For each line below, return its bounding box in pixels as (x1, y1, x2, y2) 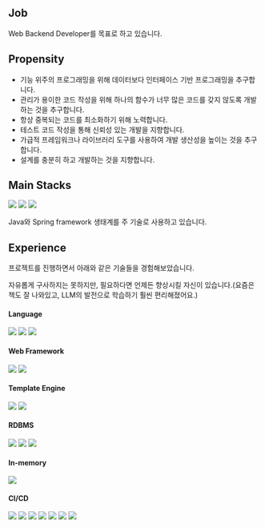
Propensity (8, 52, 65, 67)
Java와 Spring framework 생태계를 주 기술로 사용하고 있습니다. (8, 217, 207, 227)
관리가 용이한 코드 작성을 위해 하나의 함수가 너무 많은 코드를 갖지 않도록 (19, 95, 243, 104)
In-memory (8, 457, 47, 467)
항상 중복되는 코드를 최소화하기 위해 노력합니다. (19, 115, 168, 124)
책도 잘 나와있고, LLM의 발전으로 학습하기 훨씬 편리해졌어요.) (8, 290, 199, 300)
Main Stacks (8, 179, 72, 192)
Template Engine (8, 384, 66, 393)
